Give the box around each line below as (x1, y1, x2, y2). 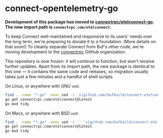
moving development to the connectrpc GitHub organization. (5, 49, 127, 55)
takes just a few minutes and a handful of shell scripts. (5, 74, 114, 79)
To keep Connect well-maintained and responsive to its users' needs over (5, 33, 152, 39)
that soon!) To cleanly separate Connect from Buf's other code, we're (5, 44, 144, 49)
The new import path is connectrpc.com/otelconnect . (5, 24, 112, 30)
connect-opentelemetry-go (5, 3, 118, 14)
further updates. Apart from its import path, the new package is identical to (5, 63, 155, 69)
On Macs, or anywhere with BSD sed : (5, 110, 79, 116)
